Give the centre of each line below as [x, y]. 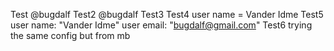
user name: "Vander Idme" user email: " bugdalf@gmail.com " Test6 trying [161, 25]
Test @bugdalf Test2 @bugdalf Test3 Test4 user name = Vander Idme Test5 [167, 14]
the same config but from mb [70, 35]
